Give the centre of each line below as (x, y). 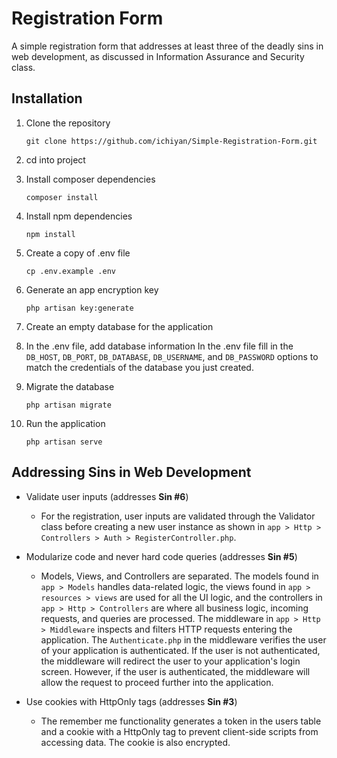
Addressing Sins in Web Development (131, 472)
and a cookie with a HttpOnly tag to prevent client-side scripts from (179, 731)
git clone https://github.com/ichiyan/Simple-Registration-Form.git (171, 141)
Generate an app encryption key (92, 289)
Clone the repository (68, 123)
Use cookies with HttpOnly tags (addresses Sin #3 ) (131, 701)
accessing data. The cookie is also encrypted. (135, 742)
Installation (47, 98)
